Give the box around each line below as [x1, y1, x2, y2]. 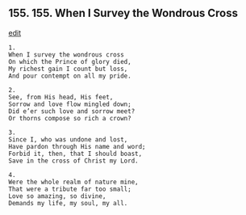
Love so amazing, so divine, [8, 192, 106, 200]
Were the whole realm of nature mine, [8, 178, 139, 186]
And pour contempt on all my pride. [8, 72, 131, 80]
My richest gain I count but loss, [8, 65, 128, 73]
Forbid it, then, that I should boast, [8, 150, 143, 158]
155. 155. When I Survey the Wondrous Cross [8, 6, 238, 20]
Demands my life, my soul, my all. [8, 199, 128, 207]
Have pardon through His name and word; [8, 142, 147, 150]
